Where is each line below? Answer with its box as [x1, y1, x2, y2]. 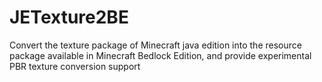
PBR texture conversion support [9, 60, 141, 72]
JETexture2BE [9, 6, 129, 29]
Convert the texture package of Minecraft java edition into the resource [9, 39, 302, 51]
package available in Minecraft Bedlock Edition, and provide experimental [9, 49, 312, 61]
